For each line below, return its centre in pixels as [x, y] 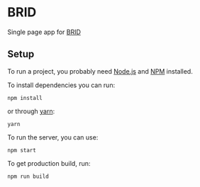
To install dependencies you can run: [61, 85]
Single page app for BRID [44, 32]
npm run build [28, 176]
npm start [22, 150]
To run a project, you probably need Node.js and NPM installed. [100, 71]
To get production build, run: [49, 163]
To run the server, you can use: [53, 137]
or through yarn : [31, 111]
